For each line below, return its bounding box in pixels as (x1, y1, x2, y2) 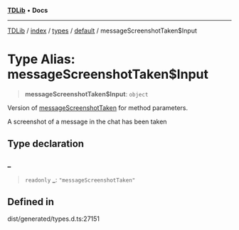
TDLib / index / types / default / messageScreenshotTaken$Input (7, 26, 198, 35)
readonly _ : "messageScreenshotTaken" (24, 175, 136, 184)
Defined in (7, 196, 55, 208)
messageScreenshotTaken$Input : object (24, 89, 149, 98)
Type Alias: (7, 51, 76, 67)
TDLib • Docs (7, 6, 48, 14)
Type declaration (7, 138, 84, 150)
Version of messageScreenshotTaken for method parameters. (7, 103, 188, 112)
